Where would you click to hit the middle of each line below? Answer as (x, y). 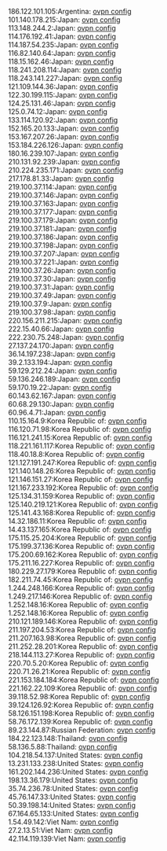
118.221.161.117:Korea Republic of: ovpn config (82, 446)
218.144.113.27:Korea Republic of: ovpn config (82, 655)
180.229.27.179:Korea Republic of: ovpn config (83, 571)
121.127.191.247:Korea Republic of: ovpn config (82, 462)
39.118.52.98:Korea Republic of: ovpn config (79, 696)
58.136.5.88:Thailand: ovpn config (63, 747)
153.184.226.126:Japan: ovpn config (66, 145)
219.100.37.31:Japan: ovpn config (62, 287)
